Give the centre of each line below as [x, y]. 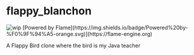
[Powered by [38, 27]
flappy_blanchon [49, 11]
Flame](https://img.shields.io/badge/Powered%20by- [122, 27]
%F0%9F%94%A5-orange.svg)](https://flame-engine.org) [79, 33]
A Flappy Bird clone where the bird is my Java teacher [73, 45]
